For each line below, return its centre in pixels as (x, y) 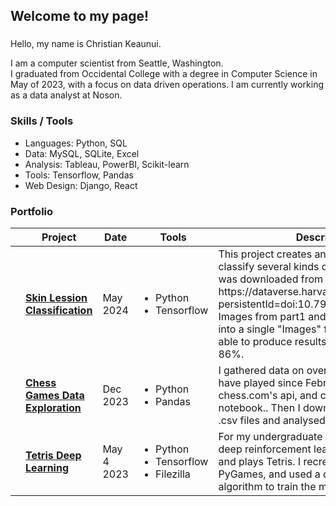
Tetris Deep (53, 455)
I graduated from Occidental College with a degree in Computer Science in (164, 74)
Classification (59, 310)
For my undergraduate (270, 436)
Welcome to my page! (80, 16)
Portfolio (32, 211)
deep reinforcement (265, 449)
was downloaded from (271, 279)
